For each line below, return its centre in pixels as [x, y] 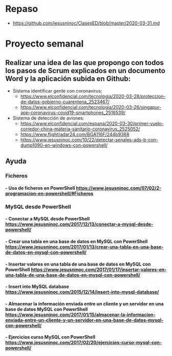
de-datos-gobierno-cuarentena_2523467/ [65, 102]
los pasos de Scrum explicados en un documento [85, 70]
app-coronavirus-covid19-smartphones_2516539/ [73, 113]
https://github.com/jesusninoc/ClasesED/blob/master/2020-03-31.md [86, 23]
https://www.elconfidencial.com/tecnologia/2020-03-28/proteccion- [93, 96]
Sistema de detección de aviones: [48, 118]
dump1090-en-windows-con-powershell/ [64, 145]
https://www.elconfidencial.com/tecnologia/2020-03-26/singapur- [91, 107]
